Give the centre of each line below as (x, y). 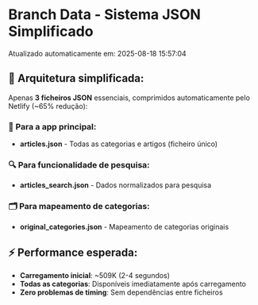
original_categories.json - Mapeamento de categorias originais (124, 226)
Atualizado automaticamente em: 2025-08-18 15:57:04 (97, 53)
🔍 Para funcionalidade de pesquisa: (79, 164)
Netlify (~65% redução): (48, 106)
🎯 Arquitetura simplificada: (76, 78)
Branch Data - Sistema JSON (104, 15)
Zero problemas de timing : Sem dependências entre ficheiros (121, 292)
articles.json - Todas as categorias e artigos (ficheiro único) (119, 144)
